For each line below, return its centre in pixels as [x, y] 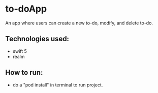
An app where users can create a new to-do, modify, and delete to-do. [79, 23]
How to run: [24, 72]
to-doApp [26, 9]
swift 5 [20, 51]
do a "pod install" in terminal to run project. [58, 85]
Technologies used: [37, 39]
